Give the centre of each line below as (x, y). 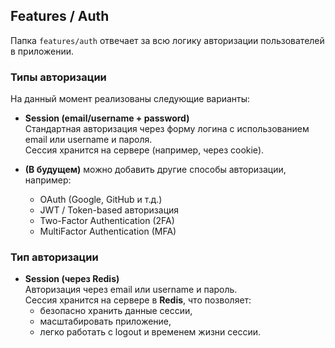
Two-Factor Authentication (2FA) (107, 221)
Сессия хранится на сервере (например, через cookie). (144, 150)
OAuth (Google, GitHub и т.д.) (101, 200)
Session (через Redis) (72, 279)
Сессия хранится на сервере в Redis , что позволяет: (138, 300)
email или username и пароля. (88, 140)
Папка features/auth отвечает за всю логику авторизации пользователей (167, 40)
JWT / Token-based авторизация (109, 210)
